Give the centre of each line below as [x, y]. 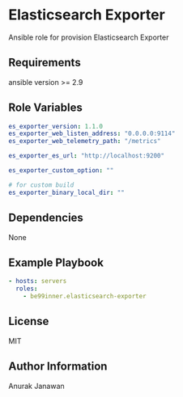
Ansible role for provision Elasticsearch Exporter [89, 37]
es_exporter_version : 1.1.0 [56, 126]
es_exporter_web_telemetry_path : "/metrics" [85, 141]
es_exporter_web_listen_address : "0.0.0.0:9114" [92, 134]
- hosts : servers [38, 281]
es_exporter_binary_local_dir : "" [67, 192]
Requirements [45, 63]
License [29, 321]
